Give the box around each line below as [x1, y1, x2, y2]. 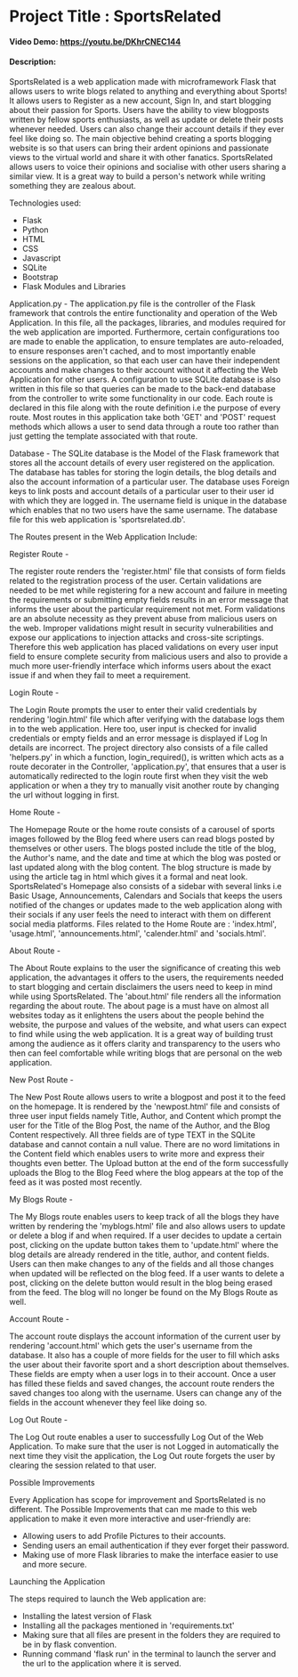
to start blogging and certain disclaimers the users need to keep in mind [9, 981, 273, 992]
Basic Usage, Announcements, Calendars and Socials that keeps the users [9, 890, 283, 901]
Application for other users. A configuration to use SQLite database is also [9, 374, 281, 385]
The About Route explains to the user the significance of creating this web [9, 962, 281, 973]
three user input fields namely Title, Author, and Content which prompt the [9, 1110, 282, 1121]
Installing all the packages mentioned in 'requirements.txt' [21, 1620, 235, 1631]
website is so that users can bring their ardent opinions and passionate [9, 142, 270, 153]
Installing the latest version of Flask [21, 1610, 152, 1621]
